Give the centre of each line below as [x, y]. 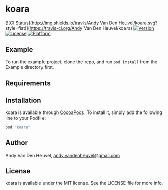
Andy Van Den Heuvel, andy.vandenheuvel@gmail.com [63, 155]
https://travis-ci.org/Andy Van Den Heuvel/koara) [81, 28]
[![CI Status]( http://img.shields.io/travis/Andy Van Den [61, 23]
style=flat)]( [18, 28]
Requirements [28, 83]
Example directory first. [30, 67]
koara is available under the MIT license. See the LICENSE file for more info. [84, 183]
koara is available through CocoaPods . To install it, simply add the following [84, 112]
